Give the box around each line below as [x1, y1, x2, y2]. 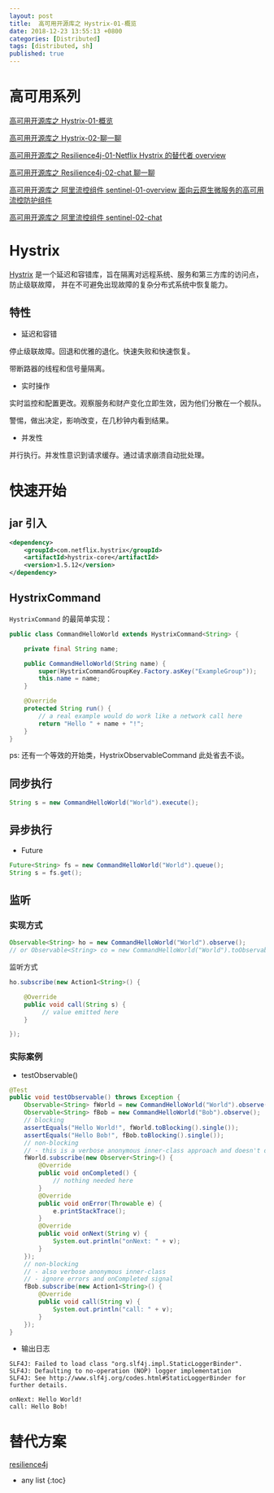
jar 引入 [9, 516, 47, 530]
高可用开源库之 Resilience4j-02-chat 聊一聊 [9, 168, 155, 177]
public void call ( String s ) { [24, 1000, 127, 1009]
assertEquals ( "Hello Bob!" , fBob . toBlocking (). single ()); [24, 1131, 224, 1140]
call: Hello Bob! [9, 1403, 68, 1411]
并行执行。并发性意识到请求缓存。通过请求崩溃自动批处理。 [9, 449, 209, 460]
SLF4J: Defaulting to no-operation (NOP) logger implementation [9, 1367, 232, 1376]
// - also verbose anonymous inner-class [24, 1268, 166, 1276]
